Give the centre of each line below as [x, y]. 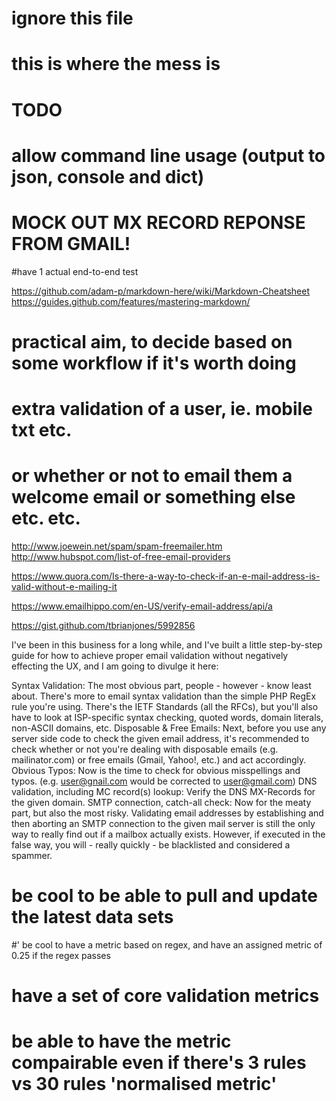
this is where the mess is [116, 64]
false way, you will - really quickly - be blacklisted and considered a [151, 845]
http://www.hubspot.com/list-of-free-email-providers [121, 556]
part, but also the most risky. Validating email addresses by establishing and [167, 813]
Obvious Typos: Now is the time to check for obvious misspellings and [156, 770]
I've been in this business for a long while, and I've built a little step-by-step [167, 645]
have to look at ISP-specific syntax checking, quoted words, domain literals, [167, 717]
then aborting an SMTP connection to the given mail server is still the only [163, 823]
